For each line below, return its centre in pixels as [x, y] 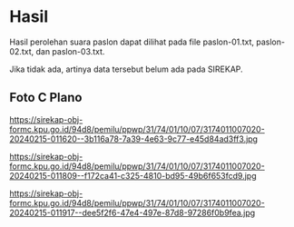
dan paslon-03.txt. [70, 51]
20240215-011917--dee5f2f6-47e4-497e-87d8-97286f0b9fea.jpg [132, 212]
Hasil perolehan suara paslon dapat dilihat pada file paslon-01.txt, [132, 42]
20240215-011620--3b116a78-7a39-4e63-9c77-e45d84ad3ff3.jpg [134, 139]
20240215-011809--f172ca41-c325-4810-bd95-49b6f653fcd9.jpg [133, 175]
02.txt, [22, 51]
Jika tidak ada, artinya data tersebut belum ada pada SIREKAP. [126, 69]
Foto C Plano [46, 98]
